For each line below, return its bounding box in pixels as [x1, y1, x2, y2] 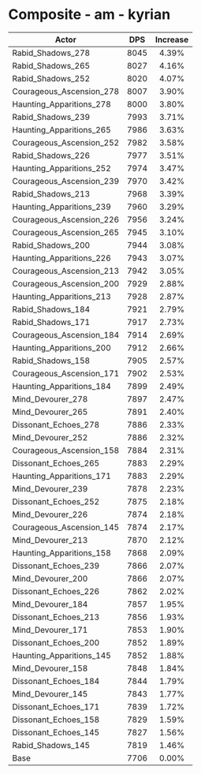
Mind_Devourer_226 [12, 509, 88, 520]
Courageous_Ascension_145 [12, 522, 120, 533]
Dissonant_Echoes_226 [12, 585, 100, 596]
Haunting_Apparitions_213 [12, 290, 112, 301]
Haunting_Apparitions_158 [12, 547, 112, 558]
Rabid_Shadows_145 [12, 739, 91, 750]
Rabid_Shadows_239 [12, 111, 91, 122]
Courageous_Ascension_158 [12, 444, 120, 455]
